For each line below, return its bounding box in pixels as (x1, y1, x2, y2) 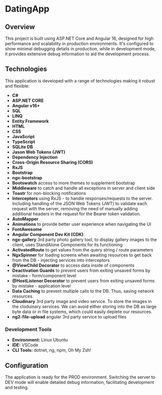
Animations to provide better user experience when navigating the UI (12, 221, 151, 227)
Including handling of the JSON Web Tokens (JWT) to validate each (12, 200, 147, 206)
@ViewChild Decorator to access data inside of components (12, 262, 135, 268)
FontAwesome (12, 226, 42, 232)
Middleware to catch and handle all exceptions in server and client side (12, 185, 155, 191)
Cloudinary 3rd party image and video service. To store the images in (12, 298, 152, 304)
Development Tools (5, 326, 52, 332)
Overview (5, 23, 35, 31)
